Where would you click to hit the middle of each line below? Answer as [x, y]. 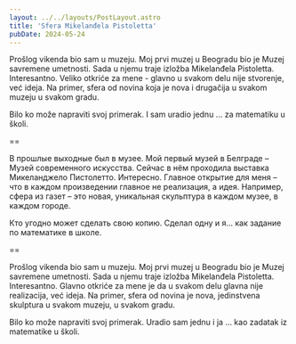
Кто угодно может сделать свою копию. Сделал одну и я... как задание [145, 223]
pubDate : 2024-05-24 [48, 34]
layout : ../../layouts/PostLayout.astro [85, 17]
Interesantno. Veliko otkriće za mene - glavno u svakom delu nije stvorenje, [147, 78]
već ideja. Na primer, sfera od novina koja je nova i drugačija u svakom [138, 88]
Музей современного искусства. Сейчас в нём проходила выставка [139, 168]
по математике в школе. [56, 233]
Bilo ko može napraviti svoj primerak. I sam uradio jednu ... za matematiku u [148, 115]
